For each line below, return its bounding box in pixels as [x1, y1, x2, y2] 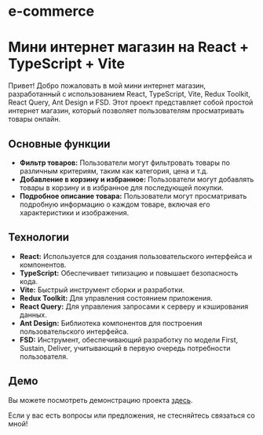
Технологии [8, 231, 69, 244]
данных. [19, 309, 47, 320]
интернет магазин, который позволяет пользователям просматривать [8, 106, 245, 115]
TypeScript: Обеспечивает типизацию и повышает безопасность [19, 268, 239, 277]
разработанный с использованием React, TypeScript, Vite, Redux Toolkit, [8, 90, 251, 99]
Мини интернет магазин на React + [8, 38, 250, 57]
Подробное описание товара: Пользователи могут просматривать [19, 191, 247, 200]
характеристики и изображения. [19, 207, 130, 217]
